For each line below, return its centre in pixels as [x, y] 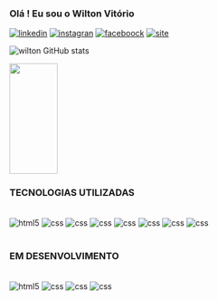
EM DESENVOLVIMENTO [64, 256]
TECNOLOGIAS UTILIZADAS [72, 193]
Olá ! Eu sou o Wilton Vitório [72, 14]
